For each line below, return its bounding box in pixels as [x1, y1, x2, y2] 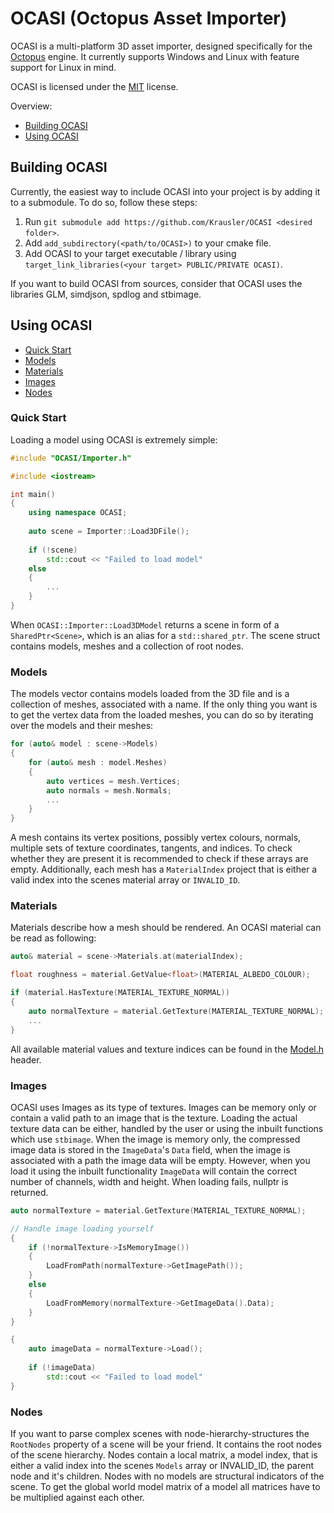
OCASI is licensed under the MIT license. [10, 80, 179, 92]
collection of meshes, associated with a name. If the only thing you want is [10, 698, 318, 711]
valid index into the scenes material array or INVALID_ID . [10, 874, 241, 886]
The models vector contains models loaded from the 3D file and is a [10, 688, 290, 700]
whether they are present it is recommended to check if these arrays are [10, 853, 309, 865]
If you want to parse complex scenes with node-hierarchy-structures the [10, 1427, 310, 1439]
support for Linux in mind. [10, 61, 117, 73]
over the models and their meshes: [10, 720, 154, 732]
